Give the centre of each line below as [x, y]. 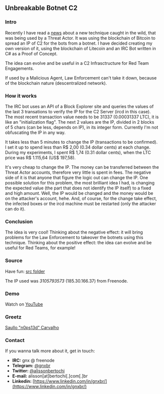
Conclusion [19, 221]
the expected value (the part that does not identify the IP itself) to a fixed [78, 188]
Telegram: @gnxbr [31, 366]
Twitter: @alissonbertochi [38, 371]
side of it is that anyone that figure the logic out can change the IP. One [77, 177]
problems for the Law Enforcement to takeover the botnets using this [74, 237]
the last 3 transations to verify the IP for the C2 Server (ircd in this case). [78, 111]
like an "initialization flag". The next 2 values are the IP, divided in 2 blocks [80, 122]
